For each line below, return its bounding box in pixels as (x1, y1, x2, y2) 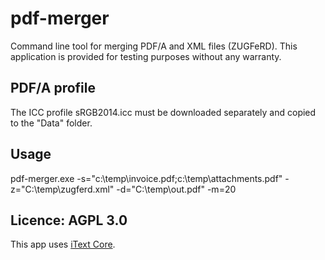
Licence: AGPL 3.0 (10, 212, 128, 229)
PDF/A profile (10, 80, 96, 97)
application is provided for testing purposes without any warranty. (10, 50, 282, 62)
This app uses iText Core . (10, 238, 116, 251)
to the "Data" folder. (10, 117, 93, 129)
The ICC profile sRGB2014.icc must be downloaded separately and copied (10, 106, 317, 118)
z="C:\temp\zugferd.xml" (10, 183, 115, 195)
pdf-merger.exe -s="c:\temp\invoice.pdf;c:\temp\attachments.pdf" (10, 172, 283, 184)
